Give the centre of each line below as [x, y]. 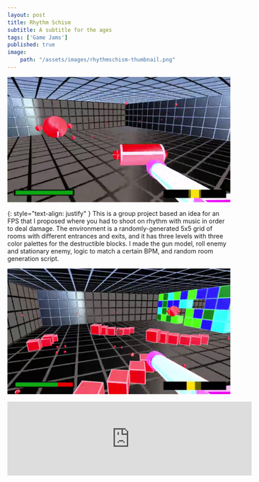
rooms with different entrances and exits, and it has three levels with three [115, 236]
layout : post [27, 15]
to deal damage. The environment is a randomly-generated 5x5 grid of [110, 229]
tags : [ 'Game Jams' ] [38, 38]
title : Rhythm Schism [39, 22]
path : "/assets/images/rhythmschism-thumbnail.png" [98, 60]
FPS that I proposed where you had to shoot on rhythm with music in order [116, 221]
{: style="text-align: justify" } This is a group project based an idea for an [114, 214]
